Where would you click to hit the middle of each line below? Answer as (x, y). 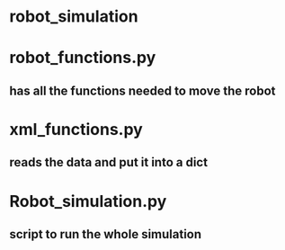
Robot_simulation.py (88, 201)
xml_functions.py (76, 129)
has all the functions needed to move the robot (142, 90)
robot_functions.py (83, 58)
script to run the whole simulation (106, 234)
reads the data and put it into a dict (109, 162)
